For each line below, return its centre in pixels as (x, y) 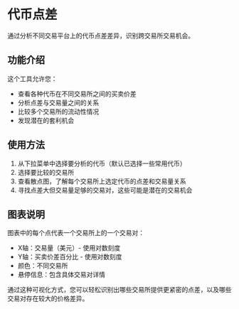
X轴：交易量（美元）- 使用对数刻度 (69, 248)
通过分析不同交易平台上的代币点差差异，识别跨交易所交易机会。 (101, 36)
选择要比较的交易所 (46, 172)
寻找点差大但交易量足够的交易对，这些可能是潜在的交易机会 (105, 190)
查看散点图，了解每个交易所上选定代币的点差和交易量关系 (102, 181)
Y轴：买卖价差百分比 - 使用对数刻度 (70, 257)
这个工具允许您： (32, 78)
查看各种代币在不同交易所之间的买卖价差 (77, 94)
